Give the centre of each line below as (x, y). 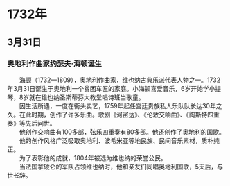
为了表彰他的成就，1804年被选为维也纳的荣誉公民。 (93, 158)
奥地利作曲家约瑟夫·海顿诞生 (55, 63)
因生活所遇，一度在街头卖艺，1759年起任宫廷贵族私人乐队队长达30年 (117, 105)
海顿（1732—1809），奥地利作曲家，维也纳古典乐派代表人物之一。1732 (120, 80)
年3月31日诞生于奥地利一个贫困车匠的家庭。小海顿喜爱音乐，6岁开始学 (108, 88)
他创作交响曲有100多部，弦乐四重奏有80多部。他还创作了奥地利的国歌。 (122, 132)
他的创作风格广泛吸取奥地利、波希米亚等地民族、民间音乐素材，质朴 (116, 140)
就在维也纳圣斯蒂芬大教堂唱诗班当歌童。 (87, 97)
